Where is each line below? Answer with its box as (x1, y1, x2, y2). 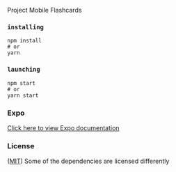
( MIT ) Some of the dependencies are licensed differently (7, 157, 170, 166)
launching (7, 65, 40, 74)
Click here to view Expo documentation (7, 123, 120, 132)
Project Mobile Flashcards (7, 6, 82, 14)
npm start (7, 79, 36, 86)
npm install (7, 38, 42, 45)
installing (7, 23, 44, 31)
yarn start (7, 92, 39, 99)
